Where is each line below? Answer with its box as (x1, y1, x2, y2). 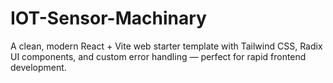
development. (10, 61, 67, 73)
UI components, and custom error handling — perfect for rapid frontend (10, 50, 307, 62)
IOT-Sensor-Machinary (10, 7, 207, 30)
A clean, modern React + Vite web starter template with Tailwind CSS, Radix (10, 40, 323, 52)
